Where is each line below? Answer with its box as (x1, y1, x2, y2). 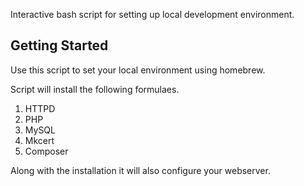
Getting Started (10, 37, 109, 54)
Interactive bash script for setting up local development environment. (10, 9, 295, 20)
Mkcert (24, 134, 55, 146)
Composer (24, 145, 69, 157)
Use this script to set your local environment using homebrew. (10, 64, 266, 76)
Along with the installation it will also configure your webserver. (10, 164, 271, 176)
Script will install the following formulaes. (10, 83, 180, 95)
